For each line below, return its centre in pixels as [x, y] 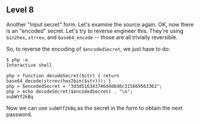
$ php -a [17, 60]
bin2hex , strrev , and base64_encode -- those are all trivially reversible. [92, 37]
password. [19, 114]
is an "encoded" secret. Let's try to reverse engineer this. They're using [95, 31]
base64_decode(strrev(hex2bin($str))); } [59, 81]
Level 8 [20, 10]
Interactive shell [29, 65]
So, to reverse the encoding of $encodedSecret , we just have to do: [88, 49]
